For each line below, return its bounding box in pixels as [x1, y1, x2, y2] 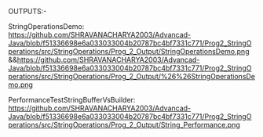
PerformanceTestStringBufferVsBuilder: [8, 96, 136, 104]
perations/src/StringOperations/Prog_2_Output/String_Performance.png [8, 121, 241, 129]
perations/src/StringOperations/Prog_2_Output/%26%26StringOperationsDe [8, 72, 256, 81]
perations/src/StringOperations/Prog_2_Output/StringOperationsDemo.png [8, 47, 250, 56]
